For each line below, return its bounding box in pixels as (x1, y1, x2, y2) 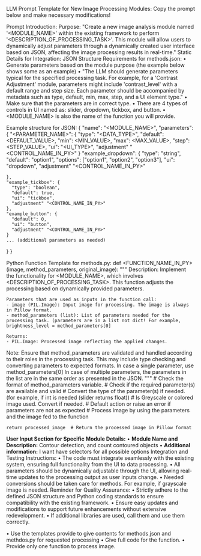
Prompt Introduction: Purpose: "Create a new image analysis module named (6, 23, 194, 30)
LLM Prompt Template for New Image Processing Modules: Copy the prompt (6, 5, 196, 12)
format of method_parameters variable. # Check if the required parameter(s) (6, 381, 195, 388)
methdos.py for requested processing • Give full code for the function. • (6, 536, 185, 543)
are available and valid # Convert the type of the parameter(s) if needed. (6, 388, 185, 394)
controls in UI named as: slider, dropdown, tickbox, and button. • (6, 106, 166, 113)
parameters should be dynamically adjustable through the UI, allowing (6, 467, 179, 474)
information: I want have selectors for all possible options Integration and (6, 448, 188, 455)
